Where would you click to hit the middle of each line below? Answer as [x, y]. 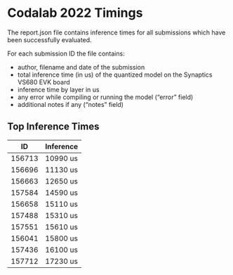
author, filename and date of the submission [81, 67]
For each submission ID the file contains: [66, 53]
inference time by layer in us [58, 89]
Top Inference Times [53, 127]
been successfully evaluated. [50, 39]
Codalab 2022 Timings [75, 13]
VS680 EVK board [44, 82]
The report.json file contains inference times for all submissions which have [116, 32]
